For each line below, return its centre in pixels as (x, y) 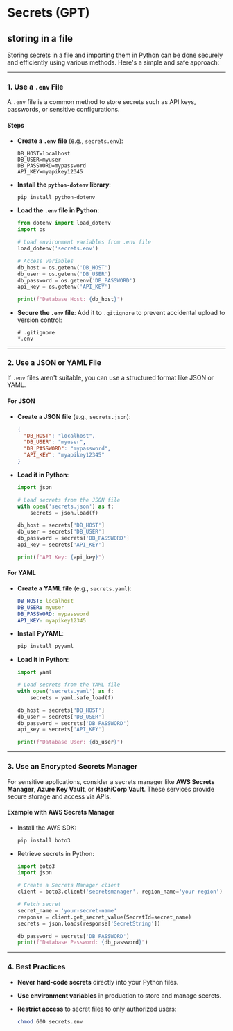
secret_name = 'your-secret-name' (67, 910)
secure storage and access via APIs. (59, 796)
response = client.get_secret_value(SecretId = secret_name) (104, 917)
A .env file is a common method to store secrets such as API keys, (102, 102)
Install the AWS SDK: (47, 828)
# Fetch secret (39, 904)
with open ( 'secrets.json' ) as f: (66, 506)
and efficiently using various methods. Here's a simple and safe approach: (113, 62)
